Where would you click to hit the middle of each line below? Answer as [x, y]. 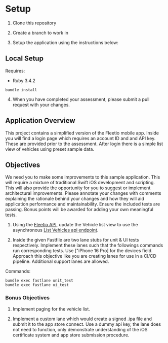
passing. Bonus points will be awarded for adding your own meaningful [79, 210]
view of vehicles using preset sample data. [50, 149]
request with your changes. [41, 105]
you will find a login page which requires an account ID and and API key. [80, 138]
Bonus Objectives [27, 298]
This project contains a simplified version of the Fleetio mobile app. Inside [82, 133]
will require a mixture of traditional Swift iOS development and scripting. [80, 183]
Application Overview [40, 121]
